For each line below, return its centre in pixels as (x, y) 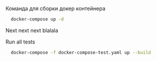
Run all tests (20, 42)
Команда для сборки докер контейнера (55, 9)
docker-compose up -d (37, 19)
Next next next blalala (32, 30)
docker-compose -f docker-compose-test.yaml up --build (81, 52)
